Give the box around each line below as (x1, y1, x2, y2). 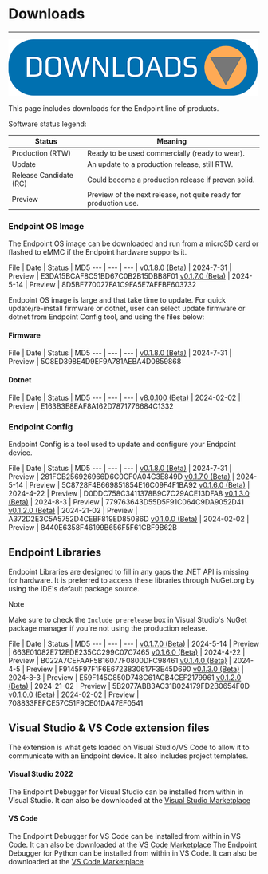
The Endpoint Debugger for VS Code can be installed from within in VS (8, 831, 241, 840)
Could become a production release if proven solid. (87, 175, 255, 184)
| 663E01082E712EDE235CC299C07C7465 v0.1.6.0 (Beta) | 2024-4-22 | (8, 647, 246, 657)
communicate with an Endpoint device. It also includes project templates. (8, 751, 249, 761)
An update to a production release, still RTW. (87, 159, 234, 168)
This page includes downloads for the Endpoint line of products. (8, 103, 219, 113)
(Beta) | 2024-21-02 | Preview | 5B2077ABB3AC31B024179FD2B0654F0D (8, 681, 250, 690)
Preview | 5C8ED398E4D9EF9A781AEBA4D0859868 (8, 357, 182, 366)
